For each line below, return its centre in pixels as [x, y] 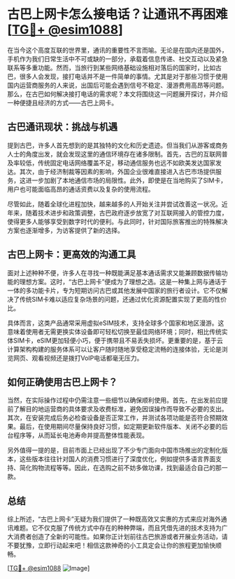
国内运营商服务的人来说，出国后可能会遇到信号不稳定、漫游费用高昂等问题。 [117, 85]
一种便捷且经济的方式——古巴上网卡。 [62, 102]
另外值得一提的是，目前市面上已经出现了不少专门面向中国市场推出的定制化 [114, 451]
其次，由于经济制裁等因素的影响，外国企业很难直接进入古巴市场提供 [117, 171]
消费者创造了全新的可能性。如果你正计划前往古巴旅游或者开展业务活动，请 [120, 537]
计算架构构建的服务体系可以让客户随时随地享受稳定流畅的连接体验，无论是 [114, 349]
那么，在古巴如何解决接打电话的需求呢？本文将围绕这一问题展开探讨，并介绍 [117, 94]
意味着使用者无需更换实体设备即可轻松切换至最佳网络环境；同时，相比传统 [114, 331]
